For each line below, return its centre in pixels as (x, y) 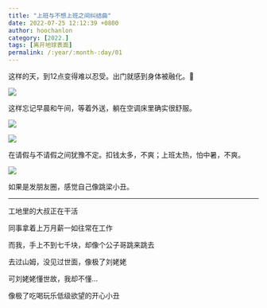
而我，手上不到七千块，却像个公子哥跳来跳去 (81, 245)
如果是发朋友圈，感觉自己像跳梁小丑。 (71, 187)
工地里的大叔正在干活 (43, 211)
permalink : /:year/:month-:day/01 (66, 53)
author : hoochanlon (41, 30)
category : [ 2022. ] (39, 38)
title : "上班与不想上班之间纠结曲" (60, 16)
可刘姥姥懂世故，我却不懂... (53, 279)
